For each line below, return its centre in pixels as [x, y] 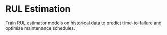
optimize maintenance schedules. [40, 28]
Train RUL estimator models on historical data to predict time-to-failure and [83, 23]
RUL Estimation [38, 9]
